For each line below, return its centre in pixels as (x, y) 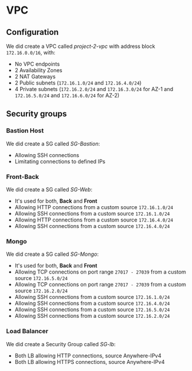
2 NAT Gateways (35, 77)
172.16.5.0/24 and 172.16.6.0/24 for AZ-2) (67, 95)
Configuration (32, 32)
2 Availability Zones (38, 70)
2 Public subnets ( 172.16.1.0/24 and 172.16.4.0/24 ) (78, 83)
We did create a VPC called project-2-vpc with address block (81, 46)
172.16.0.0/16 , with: (31, 53)
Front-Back (23, 177)
